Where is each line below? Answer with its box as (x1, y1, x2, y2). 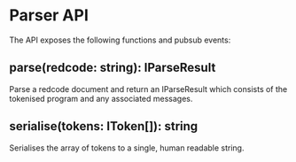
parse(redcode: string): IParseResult (9, 60, 216, 75)
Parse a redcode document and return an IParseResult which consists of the (9, 83, 288, 94)
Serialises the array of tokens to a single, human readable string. (9, 143, 245, 153)
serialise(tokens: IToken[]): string (9, 119, 199, 134)
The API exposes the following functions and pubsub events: (9, 35, 231, 45)
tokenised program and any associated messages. (9, 93, 193, 104)
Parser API (9, 5, 89, 26)
